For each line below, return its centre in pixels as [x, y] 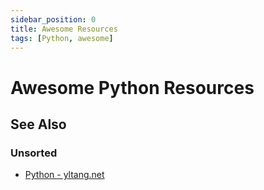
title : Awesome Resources [64, 29]
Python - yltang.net [64, 175]
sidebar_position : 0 [53, 19]
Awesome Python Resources [132, 87]
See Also [38, 124]
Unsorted [34, 153]
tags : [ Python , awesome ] [62, 38]
